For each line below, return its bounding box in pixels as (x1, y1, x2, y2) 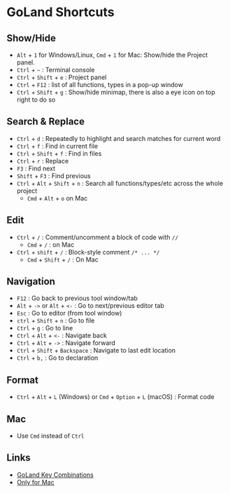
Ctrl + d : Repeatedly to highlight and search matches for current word (16, 134, 221, 142)
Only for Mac (16, 478, 55, 486)
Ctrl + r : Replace (16, 156, 69, 165)
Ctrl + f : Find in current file (16, 142, 99, 150)
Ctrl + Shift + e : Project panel (16, 73, 107, 81)
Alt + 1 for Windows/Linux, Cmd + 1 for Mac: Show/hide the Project (16, 50, 208, 59)
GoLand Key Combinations (16, 471, 94, 479)
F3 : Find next (16, 164, 56, 173)
